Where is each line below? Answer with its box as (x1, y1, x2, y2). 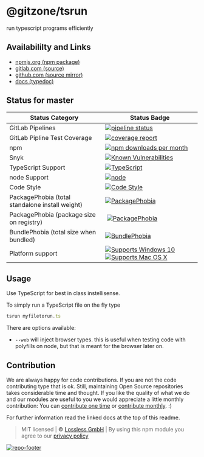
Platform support (9, 249, 58, 257)
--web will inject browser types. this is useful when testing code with (15, 336, 186, 343)
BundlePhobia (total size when (9, 228, 96, 236)
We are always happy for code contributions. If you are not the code (6, 376, 177, 384)
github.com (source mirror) (15, 71, 83, 78)
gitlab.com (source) (15, 65, 65, 72)
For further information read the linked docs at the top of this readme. (6, 414, 180, 421)
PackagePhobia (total (9, 193, 71, 201)
